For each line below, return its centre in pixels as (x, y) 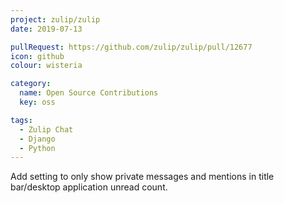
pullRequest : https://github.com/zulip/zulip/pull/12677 (131, 47)
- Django (37, 139)
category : (31, 84)
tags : (21, 120)
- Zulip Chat (46, 129)
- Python (37, 148)
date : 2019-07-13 (46, 29)
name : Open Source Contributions (89, 93)
